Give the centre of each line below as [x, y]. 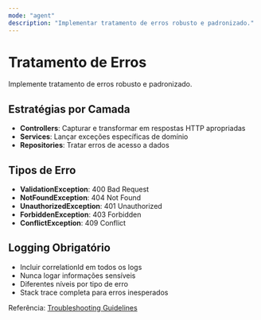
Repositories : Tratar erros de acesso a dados [94, 145]
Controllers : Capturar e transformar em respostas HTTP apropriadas [132, 129]
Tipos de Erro [42, 170]
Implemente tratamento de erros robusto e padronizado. [100, 84]
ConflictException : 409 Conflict [72, 223]
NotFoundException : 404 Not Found [80, 198]
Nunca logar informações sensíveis [78, 276]
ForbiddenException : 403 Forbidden [80, 214]
